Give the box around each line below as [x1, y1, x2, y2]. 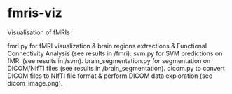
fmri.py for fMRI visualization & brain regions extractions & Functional [7, 41, 207, 50]
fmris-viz [7, 5, 63, 21]
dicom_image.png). [7, 79, 63, 87]
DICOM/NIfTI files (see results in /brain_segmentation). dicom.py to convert [7, 64, 226, 72]
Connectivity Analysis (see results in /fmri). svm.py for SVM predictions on [7, 49, 223, 58]
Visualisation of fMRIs [7, 28, 70, 36]
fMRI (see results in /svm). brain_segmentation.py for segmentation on [7, 56, 211, 65]
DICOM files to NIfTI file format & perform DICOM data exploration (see [7, 72, 212, 80]
